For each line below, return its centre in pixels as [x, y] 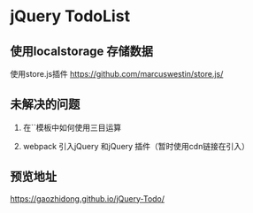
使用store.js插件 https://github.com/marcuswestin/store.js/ [117, 74]
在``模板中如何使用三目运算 [72, 127]
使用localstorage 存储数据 [82, 51]
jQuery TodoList [70, 16]
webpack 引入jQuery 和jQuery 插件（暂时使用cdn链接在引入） [136, 146]
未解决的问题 [45, 105]
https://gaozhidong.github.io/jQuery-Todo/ [88, 198]
